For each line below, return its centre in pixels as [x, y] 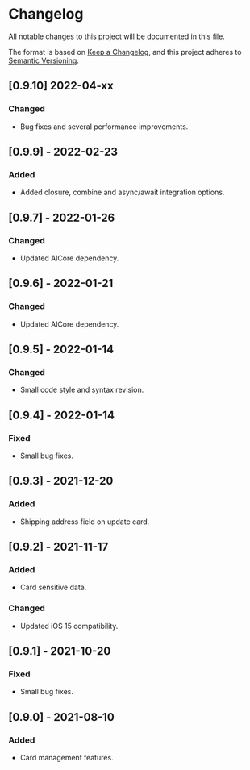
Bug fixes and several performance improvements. [104, 127]
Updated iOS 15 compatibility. [69, 626]
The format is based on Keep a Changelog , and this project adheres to [125, 52]
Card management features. [67, 758]
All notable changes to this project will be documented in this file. [117, 36]
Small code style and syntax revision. [82, 390]
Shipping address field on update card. [85, 522]
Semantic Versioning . [44, 60]
